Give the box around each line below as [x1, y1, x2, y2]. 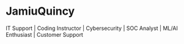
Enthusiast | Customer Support [6, 31, 84, 38]
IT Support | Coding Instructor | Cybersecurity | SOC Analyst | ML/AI [6, 24, 178, 32]
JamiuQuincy [6, 4, 75, 18]
